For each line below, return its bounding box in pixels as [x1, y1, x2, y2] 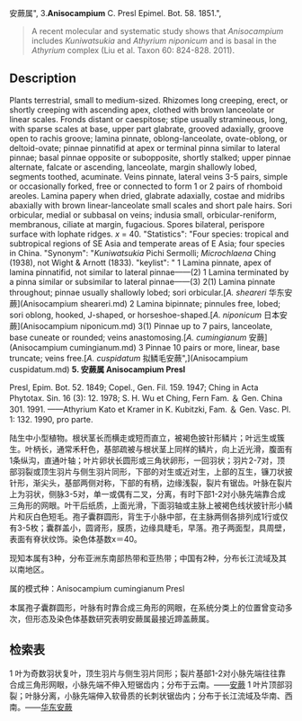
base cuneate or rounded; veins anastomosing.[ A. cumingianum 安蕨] [9, 332, 268, 343]
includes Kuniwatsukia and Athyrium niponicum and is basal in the [31, 35, 277, 46]
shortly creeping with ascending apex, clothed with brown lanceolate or [9, 104, 275, 115]
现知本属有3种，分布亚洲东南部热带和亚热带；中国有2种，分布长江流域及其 [9, 552, 288, 564]
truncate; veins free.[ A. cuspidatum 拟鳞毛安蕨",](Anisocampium [9, 352, 249, 363]
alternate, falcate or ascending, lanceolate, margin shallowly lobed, [9, 161, 258, 173]
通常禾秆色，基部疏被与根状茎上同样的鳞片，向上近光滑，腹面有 [56, 443, 293, 454]
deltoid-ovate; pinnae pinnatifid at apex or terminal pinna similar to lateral [9, 142, 280, 153]
